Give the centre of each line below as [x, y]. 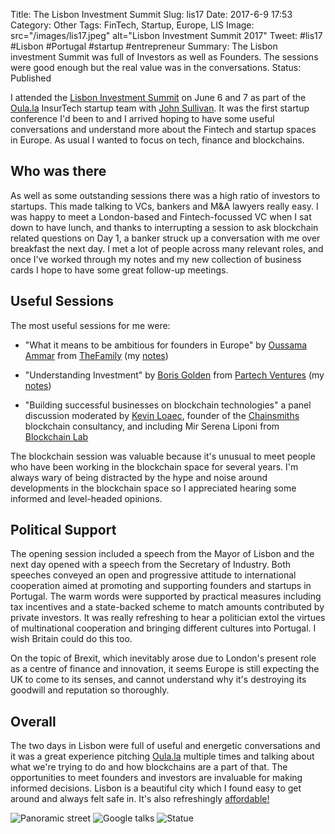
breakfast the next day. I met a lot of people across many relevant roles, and [167, 248]
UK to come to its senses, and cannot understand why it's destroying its [158, 680]
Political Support [63, 530]
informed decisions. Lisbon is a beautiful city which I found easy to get [156, 788]
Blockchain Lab [56, 436]
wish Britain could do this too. [71, 639]
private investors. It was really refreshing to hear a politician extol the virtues [168, 618]
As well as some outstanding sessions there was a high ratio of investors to [165, 195]
